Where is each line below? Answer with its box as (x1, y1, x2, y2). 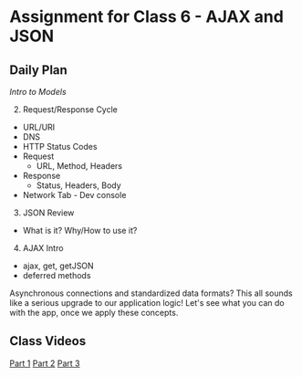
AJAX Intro (22, 243, 64, 253)
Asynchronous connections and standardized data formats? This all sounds (9, 288, 294, 298)
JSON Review (22, 207, 75, 218)
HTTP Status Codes (22, 141, 98, 152)
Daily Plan (9, 62, 68, 78)
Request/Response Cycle (22, 104, 119, 115)
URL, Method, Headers (36, 161, 123, 171)
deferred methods (22, 270, 91, 280)
